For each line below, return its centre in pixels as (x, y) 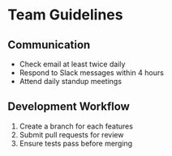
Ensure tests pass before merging (76, 143)
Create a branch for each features (76, 126)
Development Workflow (69, 107)
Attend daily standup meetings (71, 81)
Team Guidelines (65, 15)
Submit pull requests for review (71, 134)
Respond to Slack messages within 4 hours (91, 73)
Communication (49, 45)
